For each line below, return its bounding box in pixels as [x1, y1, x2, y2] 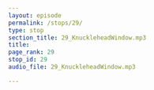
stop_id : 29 [8, 56, 47, 64]
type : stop [8, 26, 44, 34]
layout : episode [8, 11, 62, 20]
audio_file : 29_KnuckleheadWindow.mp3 [8, 63, 136, 71]
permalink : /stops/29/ [8, 19, 83, 27]
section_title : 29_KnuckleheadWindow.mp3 [8, 33, 147, 42]
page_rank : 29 [8, 48, 55, 56]
